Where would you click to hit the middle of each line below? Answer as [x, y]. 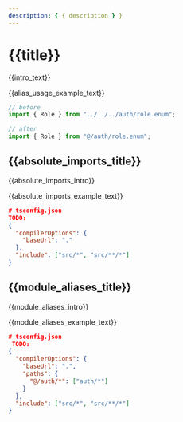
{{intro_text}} [29, 77]
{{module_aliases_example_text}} [63, 322]
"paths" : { [41, 374]
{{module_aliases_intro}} [49, 306]
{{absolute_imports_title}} [75, 162]
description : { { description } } [66, 16]
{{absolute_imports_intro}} [52, 180]
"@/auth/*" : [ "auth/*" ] [69, 381]
